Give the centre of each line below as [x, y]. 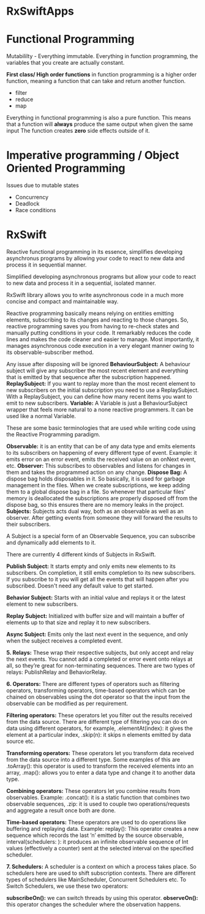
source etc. [20, 741]
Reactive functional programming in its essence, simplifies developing [95, 252]
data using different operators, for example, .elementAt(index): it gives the [99, 728]
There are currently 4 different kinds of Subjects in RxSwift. [81, 554]
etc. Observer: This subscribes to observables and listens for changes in [99, 466]
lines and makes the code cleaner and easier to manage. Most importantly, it [103, 339]
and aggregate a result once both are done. [61, 810]
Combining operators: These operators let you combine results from [93, 791]
